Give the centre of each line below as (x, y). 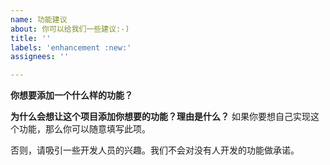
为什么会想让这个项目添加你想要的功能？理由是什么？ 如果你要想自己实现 (160, 117)
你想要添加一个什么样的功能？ (71, 95)
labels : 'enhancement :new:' (71, 47)
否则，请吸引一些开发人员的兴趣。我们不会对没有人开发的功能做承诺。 (155, 150)
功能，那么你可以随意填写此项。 (84, 129)
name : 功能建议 (39, 19)
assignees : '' (40, 57)
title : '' (31, 38)
